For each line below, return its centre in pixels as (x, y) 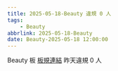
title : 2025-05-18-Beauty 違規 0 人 (59, 14)
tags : (15, 20)
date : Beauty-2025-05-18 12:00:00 (58, 40)
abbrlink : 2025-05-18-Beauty (50, 33)
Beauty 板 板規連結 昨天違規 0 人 (54, 61)
